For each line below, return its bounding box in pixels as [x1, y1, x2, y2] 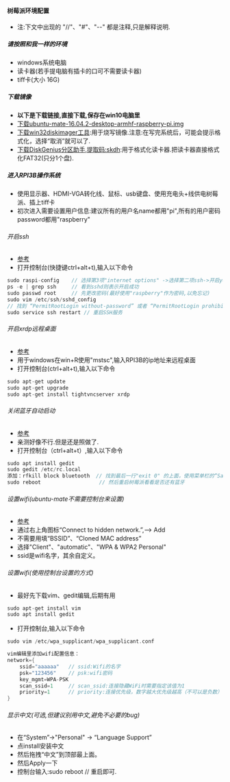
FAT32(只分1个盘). [23, 154, 74, 163]
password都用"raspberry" [16, 215, 91, 224]
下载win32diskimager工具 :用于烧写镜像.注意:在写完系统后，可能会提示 [16, 128, 215, 137]
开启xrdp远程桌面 [7, 324, 56, 333]
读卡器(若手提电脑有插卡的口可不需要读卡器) [16, 67, 142, 75]
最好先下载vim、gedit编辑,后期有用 [16, 591, 116, 600]
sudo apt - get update [7, 378, 66, 385]
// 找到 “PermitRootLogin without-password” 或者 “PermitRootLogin [7, 303, 200, 309]
